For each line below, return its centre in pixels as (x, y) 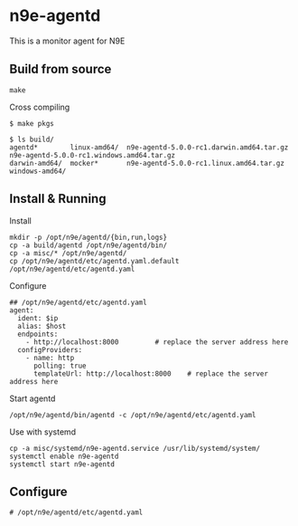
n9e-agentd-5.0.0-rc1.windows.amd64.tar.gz (93, 155)
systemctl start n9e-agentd (62, 464)
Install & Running (58, 199)
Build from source (61, 69)
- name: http (50, 358)
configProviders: (50, 349)
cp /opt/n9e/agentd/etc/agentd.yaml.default (94, 261)
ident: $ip (38, 318)
